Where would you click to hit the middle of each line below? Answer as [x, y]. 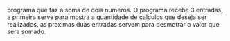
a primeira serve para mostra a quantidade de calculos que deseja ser [107, 17]
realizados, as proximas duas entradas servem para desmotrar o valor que [113, 24]
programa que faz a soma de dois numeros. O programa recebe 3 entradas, [115, 10]
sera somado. [27, 31]
